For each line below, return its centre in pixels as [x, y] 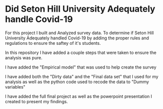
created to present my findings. [36, 101]
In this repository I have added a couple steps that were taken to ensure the [81, 53]
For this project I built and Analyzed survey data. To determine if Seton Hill [80, 33]
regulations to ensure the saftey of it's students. [53, 43]
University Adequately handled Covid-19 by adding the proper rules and [77, 38]
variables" [15, 87]
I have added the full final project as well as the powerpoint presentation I [79, 96]
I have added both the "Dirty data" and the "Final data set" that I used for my [82, 76]
